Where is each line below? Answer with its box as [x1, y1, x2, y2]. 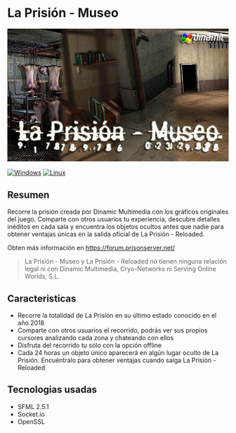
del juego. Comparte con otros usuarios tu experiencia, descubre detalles [7, 215, 221, 224]
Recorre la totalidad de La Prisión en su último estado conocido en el [17, 311, 217, 319]
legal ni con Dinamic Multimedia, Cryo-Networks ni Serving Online [24, 265, 216, 273]
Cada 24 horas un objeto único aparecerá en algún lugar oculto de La [17, 348, 219, 356]
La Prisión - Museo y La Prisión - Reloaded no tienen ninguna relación [24, 257, 227, 266]
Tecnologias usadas [7, 384, 97, 396]
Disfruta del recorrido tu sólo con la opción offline [17, 341, 162, 349]
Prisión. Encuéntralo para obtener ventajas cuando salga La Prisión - [17, 356, 216, 364]
